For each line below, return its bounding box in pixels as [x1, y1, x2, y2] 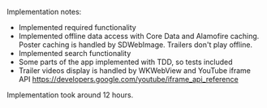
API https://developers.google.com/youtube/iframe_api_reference [18, 75, 239, 84]
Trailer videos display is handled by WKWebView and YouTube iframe [18, 66, 252, 76]
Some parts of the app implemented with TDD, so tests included [18, 57, 233, 67]
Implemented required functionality [18, 23, 136, 32]
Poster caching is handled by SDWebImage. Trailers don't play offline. [18, 40, 252, 50]
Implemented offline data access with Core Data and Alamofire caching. [18, 32, 260, 41]
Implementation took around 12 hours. [6, 90, 134, 100]
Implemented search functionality [18, 49, 131, 58]
